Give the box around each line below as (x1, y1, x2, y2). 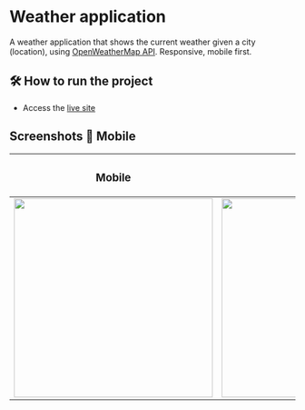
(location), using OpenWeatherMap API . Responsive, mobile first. (9, 45, 252, 56)
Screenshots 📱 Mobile (9, 129, 136, 145)
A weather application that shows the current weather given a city (9, 36, 256, 47)
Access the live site (22, 102, 96, 113)
